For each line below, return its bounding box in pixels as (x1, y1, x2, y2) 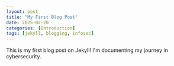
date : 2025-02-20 (6, 19, 49, 25)
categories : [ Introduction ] (6, 25, 76, 31)
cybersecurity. (6, 53, 41, 60)
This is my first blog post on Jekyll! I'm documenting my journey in (6, 47, 169, 54)
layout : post (6, 8, 38, 15)
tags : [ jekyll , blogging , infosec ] (6, 31, 94, 37)
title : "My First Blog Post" (6, 14, 78, 20)
